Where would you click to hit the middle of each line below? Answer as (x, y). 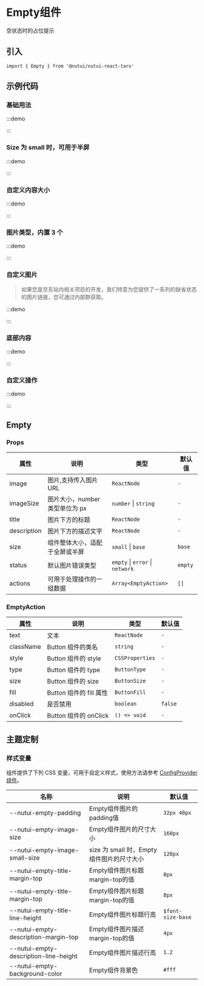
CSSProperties (135, 658)
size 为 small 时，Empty (123, 849)
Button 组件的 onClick (78, 716)
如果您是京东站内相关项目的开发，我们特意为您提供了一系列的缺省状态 (109, 289)
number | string (133, 503)
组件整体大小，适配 (75, 542)
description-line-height (43, 956)
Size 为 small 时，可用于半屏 (48, 148)
